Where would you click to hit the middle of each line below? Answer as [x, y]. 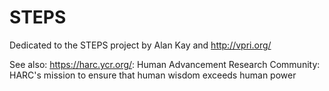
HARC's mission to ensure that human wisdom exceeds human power [153, 75]
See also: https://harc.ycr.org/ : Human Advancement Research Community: [165, 64]
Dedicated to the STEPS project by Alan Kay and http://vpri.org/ [140, 45]
